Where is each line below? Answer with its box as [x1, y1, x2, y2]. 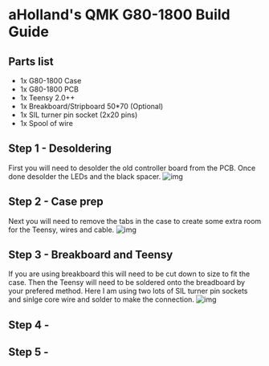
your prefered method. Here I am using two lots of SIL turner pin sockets [8, 287, 248, 296]
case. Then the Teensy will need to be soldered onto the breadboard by [8, 278, 246, 287]
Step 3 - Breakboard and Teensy [8, 248, 173, 262]
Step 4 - [8, 318, 50, 331]
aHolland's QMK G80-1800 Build [8, 6, 230, 24]
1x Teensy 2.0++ [19, 93, 75, 102]
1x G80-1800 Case [19, 76, 82, 85]
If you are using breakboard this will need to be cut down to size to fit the [8, 269, 251, 279]
